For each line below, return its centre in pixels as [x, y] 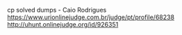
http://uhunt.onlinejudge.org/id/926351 [63, 24]
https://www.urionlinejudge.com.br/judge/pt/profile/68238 [91, 17]
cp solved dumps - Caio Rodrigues [57, 10]
